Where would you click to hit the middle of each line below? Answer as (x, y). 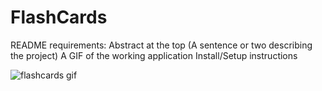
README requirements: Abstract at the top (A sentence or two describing (161, 45)
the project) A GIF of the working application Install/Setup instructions (154, 55)
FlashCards (59, 17)
